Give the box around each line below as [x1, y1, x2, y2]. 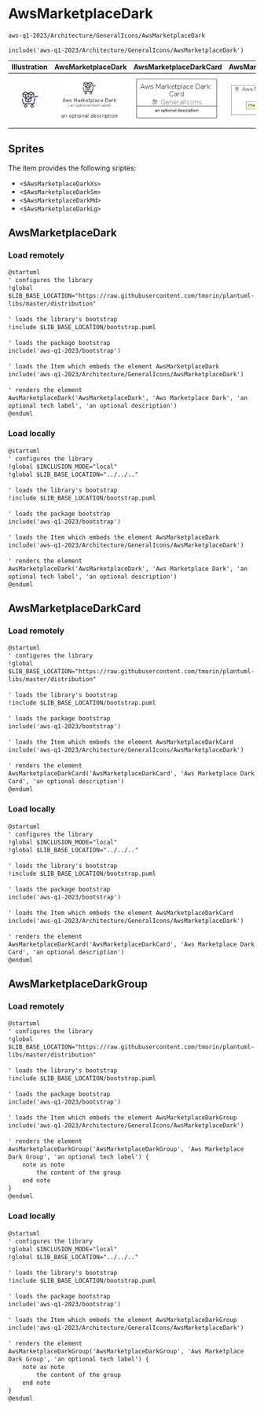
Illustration [11, 62, 49, 71]
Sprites [8, 142, 45, 156]
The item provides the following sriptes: [8, 163, 137, 173]
